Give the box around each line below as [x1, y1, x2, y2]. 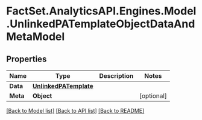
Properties [6, 54, 47, 64]
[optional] [139, 92, 167, 100]
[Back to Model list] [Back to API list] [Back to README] [6, 107, 145, 114]
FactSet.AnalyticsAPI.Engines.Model [6, 4, 197, 18]
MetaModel [6, 30, 65, 43]
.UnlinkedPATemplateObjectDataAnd [6, 17, 195, 31]
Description [99, 72, 134, 80]
